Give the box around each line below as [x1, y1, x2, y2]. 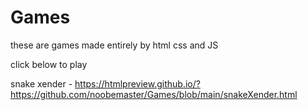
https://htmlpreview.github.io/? [74, 77, 201, 90]
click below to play [10, 58, 88, 70]
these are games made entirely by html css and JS [10, 39, 219, 51]
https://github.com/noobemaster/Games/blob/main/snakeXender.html [10, 88, 298, 100]
